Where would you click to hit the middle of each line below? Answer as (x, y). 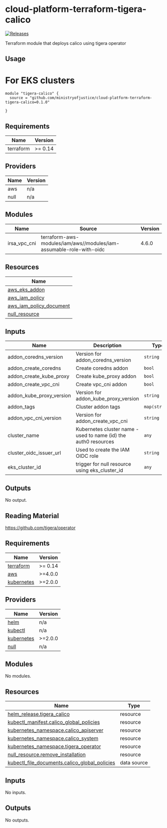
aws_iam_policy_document (39, 306)
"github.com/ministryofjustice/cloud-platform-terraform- (91, 98)
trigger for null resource (104, 464)
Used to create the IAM (103, 450)
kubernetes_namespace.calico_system (53, 738)
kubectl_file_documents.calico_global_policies (61, 763)
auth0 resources (95, 442)
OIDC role (87, 456)
